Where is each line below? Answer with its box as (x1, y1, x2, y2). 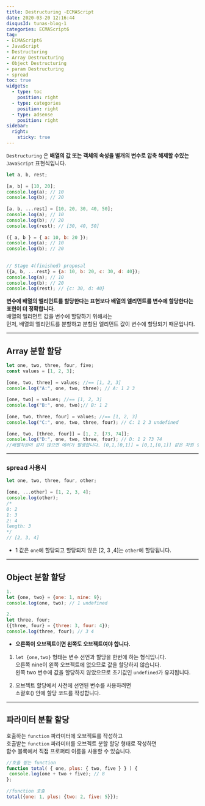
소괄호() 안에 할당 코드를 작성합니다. (15, 689, 101, 696)
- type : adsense (12, 111, 53, 118)
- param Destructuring (6, 66, 64, 72)
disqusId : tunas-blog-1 (6, 20, 67, 26)
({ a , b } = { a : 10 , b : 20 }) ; (6, 234, 88, 241)
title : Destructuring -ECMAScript (6, 9, 95, 15)
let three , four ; (6, 617, 51, 623)
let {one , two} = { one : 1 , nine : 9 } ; (6, 594, 103, 600)
